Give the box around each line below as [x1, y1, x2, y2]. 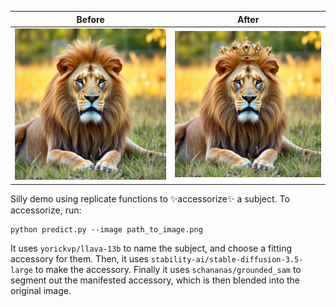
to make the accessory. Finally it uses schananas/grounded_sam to [34, 263, 302, 275]
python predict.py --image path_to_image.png [10, 224, 203, 235]
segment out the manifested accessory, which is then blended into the [10, 274, 301, 286]
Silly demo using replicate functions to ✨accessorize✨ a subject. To [10, 192, 290, 205]
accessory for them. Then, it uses [10, 252, 149, 265]
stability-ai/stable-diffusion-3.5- [150, 254, 304, 265]
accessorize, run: [10, 204, 82, 216]
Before [76, 13, 105, 25]
